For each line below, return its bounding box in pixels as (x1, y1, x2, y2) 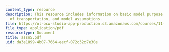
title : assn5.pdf (5, 35, 42, 40)
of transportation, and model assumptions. (10, 16, 102, 21)
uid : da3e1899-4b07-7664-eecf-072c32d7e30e (5, 40, 98, 45)
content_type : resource (5, 7, 55, 12)
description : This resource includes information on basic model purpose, (5, 12, 165, 17)
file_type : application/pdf (5, 26, 64, 31)
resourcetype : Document (5, 30, 55, 35)
